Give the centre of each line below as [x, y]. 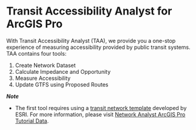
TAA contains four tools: [36, 53]
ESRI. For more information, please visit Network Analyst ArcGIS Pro [100, 114]
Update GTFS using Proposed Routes [62, 84]
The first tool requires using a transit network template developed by [101, 108]
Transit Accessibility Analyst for [89, 11]
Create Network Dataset [45, 65]
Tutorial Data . [32, 121]
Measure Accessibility [43, 78]
